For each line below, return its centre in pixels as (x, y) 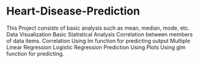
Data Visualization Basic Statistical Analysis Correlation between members (100, 34)
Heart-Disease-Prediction (73, 11)
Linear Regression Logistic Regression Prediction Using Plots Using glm (96, 47)
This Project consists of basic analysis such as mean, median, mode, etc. (98, 28)
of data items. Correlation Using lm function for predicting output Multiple (98, 41)
